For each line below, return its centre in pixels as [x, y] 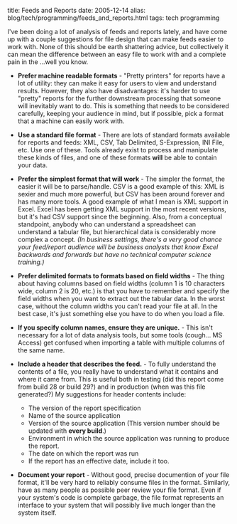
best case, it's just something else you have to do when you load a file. [121, 314]
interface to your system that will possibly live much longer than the [117, 505]
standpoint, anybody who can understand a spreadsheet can [107, 224]
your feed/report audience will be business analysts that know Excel [118, 247]
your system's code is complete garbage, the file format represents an [121, 497]
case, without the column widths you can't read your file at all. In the [117, 306]
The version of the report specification [84, 408]
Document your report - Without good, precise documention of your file [123, 475]
